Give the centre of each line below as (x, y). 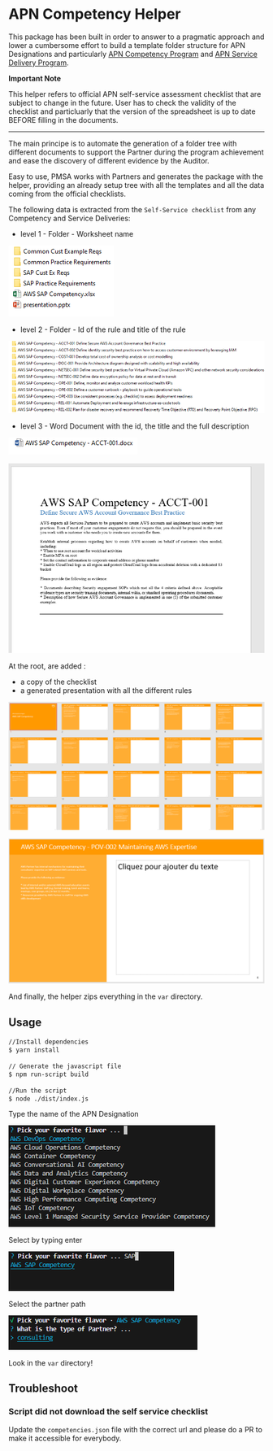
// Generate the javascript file (65, 1066)
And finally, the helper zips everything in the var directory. (106, 996)
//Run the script (38, 1091)
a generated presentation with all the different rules (106, 690)
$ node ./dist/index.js (49, 1099)
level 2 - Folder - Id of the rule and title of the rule (103, 329)
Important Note (35, 78)
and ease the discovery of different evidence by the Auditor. (109, 160)
